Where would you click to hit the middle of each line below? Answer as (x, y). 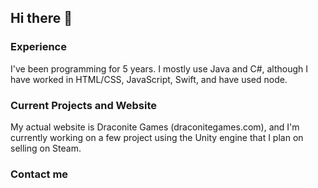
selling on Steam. (46, 148)
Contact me (39, 174)
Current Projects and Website (83, 105)
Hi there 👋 (41, 18)
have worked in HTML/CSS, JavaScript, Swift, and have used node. (149, 79)
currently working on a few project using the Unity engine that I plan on (157, 137)
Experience (38, 47)
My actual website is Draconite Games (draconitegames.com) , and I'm (155, 127)
